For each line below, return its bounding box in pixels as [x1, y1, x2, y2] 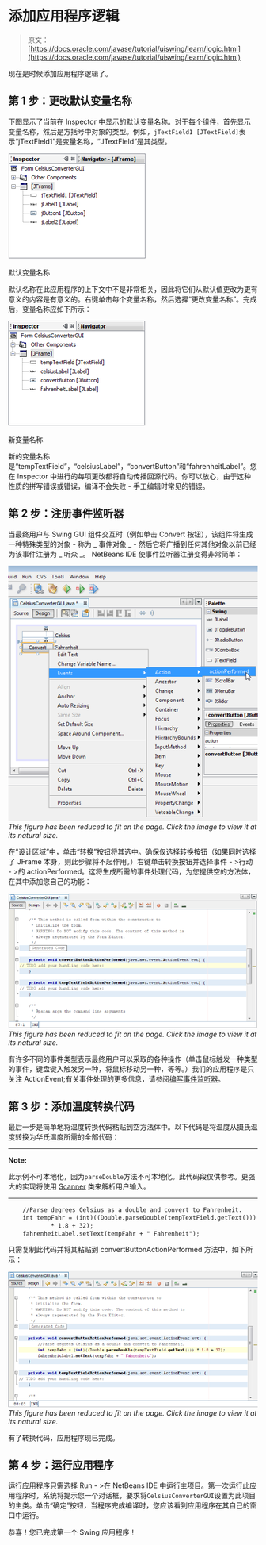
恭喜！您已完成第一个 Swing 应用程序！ [8, 1528, 137, 1537]
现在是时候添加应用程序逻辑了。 [8, 68, 112, 78]
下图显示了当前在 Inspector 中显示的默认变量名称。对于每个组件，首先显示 [8, 117, 252, 126]
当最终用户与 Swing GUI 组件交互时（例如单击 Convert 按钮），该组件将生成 [8, 529, 253, 539]
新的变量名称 [8, 452, 50, 461]
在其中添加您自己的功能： [8, 877, 92, 886]
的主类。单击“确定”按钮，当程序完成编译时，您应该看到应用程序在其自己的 [8, 1501, 251, 1510]
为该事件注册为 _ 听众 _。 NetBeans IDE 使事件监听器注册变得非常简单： [8, 549, 243, 559]
